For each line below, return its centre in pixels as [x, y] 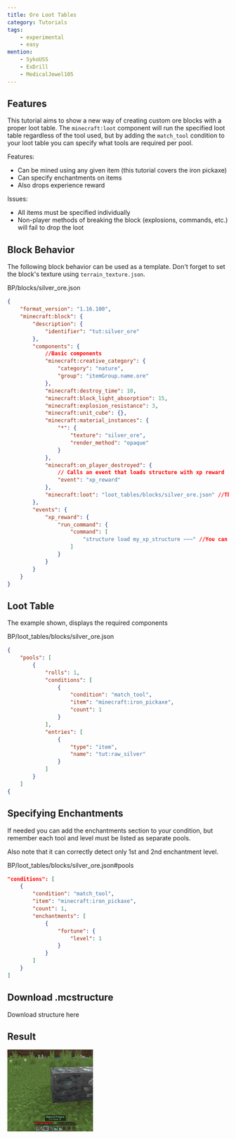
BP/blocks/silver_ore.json [44, 288]
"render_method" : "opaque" [110, 443]
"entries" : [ [64, 732]
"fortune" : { [77, 931]
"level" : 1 [86, 938]
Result [22, 1037]
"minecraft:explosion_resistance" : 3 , [101, 406]
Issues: [18, 199]
